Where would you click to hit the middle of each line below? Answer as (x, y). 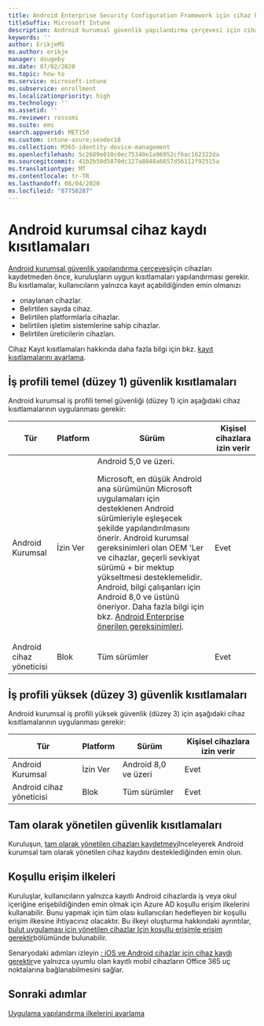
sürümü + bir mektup (136, 568)
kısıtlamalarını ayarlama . (47, 357)
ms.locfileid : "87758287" (50, 191)
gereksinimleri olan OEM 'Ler (150, 548)
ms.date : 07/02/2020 (42, 67)
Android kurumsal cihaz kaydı (107, 230)
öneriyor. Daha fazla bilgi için (150, 607)
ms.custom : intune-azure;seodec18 (65, 140)
